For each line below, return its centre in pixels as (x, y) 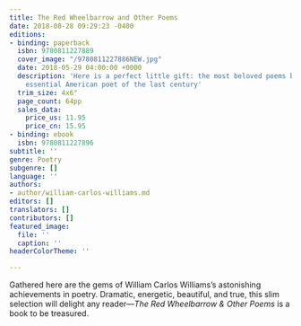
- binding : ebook (42, 135)
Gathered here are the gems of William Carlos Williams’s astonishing (135, 285)
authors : (26, 185)
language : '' (34, 176)
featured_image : (39, 226)
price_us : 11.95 (56, 118)
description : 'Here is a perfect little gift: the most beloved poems (152, 76)
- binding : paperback (50, 43)
